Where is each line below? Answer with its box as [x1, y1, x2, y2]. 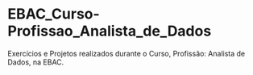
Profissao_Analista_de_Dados [7, 22, 212, 40]
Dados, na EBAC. [7, 57, 64, 67]
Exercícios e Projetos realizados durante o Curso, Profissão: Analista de [7, 48, 246, 58]
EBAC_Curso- [7, 5, 100, 23]
